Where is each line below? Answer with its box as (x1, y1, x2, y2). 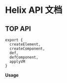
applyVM (9, 59, 26, 64)
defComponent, (9, 55, 38, 60)
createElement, (9, 42, 41, 47)
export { (5, 38, 23, 42)
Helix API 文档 (5, 4, 63, 16)
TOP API (5, 24, 31, 33)
